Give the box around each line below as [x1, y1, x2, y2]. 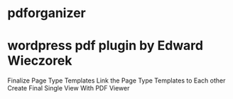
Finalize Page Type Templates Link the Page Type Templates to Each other [7, 76, 226, 85]
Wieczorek [7, 53, 72, 69]
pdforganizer [7, 5, 87, 21]
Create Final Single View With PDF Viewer [7, 84, 130, 93]
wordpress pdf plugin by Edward [7, 38, 204, 54]
